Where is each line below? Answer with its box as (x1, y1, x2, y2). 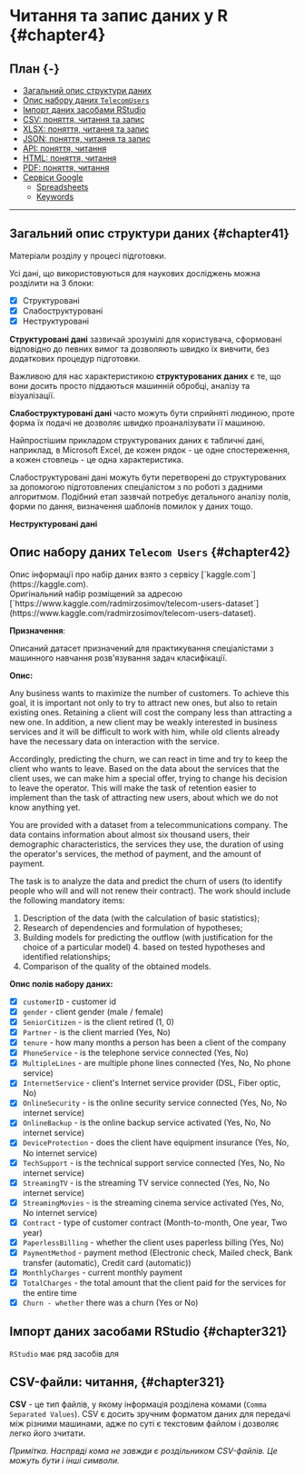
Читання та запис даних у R (9, 5, 229, 26)
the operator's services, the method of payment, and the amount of (9, 848, 261, 859)
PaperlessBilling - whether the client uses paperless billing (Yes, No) (22, 1237, 284, 1248)
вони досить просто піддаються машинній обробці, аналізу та (9, 381, 251, 391)
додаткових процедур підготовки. (9, 354, 141, 364)
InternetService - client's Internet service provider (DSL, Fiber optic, (22, 1078, 281, 1089)
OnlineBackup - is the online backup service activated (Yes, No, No (22, 1117, 271, 1128)
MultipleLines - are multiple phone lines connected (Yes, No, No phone (22, 1058, 291, 1069)
